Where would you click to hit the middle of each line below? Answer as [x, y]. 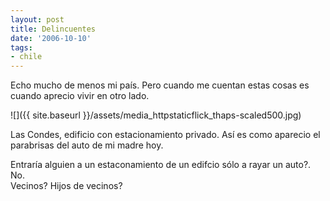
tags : [21, 47]
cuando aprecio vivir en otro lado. [80, 96]
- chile [26, 57]
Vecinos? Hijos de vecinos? [66, 186]
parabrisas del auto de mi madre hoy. [87, 145]
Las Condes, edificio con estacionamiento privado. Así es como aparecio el [165, 135]
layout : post [37, 19]
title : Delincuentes [53, 29]
